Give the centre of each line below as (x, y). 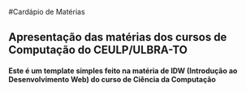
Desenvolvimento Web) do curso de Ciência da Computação (112, 79)
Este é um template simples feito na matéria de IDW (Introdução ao (123, 70)
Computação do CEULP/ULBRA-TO (98, 50)
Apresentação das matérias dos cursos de (118, 37)
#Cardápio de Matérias (47, 12)
